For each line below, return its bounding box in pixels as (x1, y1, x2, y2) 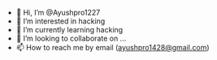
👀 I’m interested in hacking (15, 16, 106, 26)
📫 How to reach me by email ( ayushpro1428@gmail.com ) (15, 43, 210, 52)
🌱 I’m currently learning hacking (15, 25, 124, 34)
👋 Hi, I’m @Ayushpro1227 (15, 8, 101, 17)
